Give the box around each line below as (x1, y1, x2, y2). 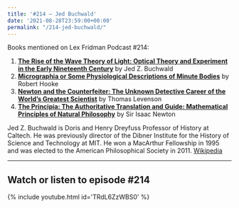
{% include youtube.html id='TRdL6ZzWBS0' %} (7, 193, 150, 202)
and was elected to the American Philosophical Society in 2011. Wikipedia (7, 147, 223, 155)
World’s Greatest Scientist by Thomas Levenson (17, 95, 162, 103)
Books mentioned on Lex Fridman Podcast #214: (7, 43, 149, 52)
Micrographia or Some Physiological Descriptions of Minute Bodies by (17, 72, 230, 80)
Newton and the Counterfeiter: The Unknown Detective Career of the (17, 87, 226, 96)
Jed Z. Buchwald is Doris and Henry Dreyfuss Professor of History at (7, 124, 209, 132)
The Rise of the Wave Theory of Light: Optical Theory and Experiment (17, 57, 228, 66)
